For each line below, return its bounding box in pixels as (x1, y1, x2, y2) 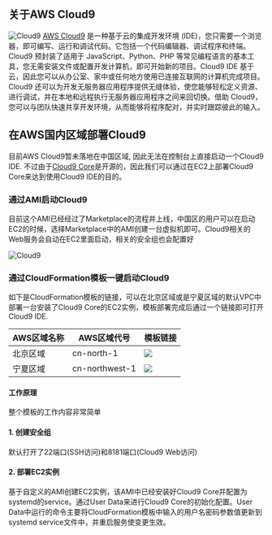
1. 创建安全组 (8, 428, 51, 437)
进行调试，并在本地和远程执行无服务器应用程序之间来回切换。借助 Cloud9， (8, 92, 262, 102)
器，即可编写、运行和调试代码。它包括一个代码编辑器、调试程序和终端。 (8, 41, 250, 50)
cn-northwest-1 (71, 363, 136, 374)
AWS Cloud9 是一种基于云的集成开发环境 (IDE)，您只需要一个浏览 (42, 31, 262, 41)
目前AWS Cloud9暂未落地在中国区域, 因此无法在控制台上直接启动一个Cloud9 (8, 151, 264, 161)
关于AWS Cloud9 (8, 7, 96, 22)
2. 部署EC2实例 (8, 467, 60, 477)
